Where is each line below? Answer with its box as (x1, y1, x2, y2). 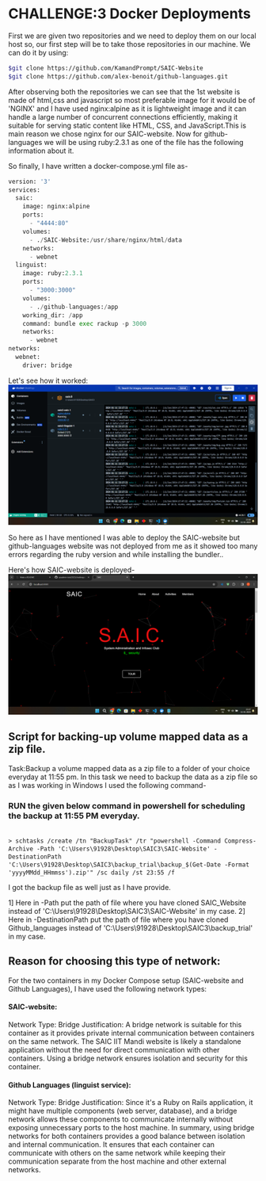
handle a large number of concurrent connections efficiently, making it (8, 112, 238, 121)
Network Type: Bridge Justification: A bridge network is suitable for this (8, 1019, 242, 1029)
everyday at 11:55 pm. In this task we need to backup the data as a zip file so (8, 772, 258, 782)
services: (8, 185, 41, 194)
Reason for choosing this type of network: (8, 954, 221, 968)
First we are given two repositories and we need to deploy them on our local (8, 31, 256, 40)
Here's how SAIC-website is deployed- (8, 565, 135, 575)
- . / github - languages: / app (28, 303, 119, 311)
